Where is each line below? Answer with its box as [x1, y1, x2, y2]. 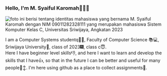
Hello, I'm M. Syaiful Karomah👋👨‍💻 [5, 5, 90, 12]
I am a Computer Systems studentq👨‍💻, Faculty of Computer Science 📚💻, [5, 37, 159, 43]
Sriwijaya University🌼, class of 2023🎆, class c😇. [5, 44, 107, 50]
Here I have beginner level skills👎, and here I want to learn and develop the [5, 50, 162, 56]
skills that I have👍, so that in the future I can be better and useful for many [5, 57, 160, 63]
